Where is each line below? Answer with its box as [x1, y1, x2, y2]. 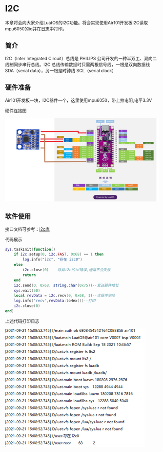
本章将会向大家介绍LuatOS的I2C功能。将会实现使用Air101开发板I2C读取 [5, 20, 148, 25]
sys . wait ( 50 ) [14, 288, 41, 293]
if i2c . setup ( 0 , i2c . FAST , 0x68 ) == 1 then [14, 252, 104, 257]
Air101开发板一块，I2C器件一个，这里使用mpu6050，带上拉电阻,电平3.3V [5, 97, 152, 103]
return [22, 272, 36, 278]
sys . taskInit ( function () [5, 247, 56, 252]
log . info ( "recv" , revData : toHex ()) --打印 [14, 299, 96, 303]
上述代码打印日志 [5, 318, 40, 324]
